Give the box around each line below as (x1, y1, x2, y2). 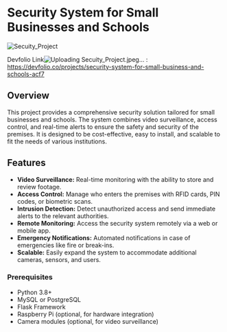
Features (7, 157, 46, 169)
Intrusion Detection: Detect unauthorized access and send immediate (16, 204, 216, 213)
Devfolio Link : (7, 55, 148, 63)
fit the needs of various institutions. (7, 137, 108, 145)
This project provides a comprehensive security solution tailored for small (7, 108, 215, 116)
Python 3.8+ (16, 288, 53, 296)
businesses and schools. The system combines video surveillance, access (7, 115, 217, 123)
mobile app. (16, 226, 51, 235)
